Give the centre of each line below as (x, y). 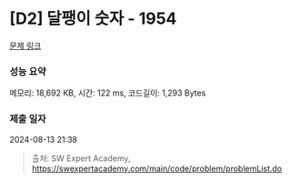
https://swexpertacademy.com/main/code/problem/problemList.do (157, 168)
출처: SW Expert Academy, (81, 158)
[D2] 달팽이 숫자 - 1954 (93, 19)
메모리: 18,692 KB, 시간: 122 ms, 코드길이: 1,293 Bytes (108, 93)
